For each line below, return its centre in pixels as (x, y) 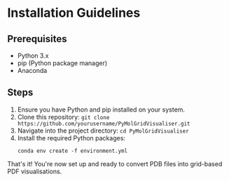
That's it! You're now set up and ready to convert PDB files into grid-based (115, 163)
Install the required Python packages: (71, 138)
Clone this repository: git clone (63, 116)
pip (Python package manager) (62, 63)
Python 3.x (33, 55)
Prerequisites (37, 39)
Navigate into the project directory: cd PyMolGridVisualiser (103, 130)
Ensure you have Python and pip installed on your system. (101, 109)
